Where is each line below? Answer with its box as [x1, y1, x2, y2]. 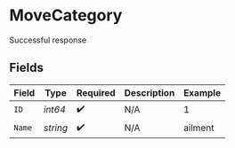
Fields [9, 60, 45, 75]
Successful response [9, 35, 87, 45]
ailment [183, 121, 215, 134]
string [43, 121, 69, 134]
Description [124, 86, 175, 98]
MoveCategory [9, 5, 123, 26]
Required [76, 86, 116, 98]
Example [183, 86, 221, 98]
